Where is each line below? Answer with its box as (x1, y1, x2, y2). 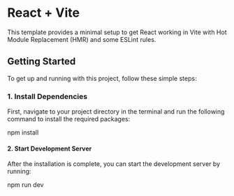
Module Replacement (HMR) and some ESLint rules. (7, 35, 156, 43)
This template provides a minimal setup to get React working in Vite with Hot (7, 28, 227, 36)
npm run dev (7, 181, 44, 189)
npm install (7, 128, 39, 137)
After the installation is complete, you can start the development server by (7, 160, 221, 168)
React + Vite (7, 5, 80, 21)
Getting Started (7, 56, 76, 68)
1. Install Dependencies (7, 91, 88, 101)
